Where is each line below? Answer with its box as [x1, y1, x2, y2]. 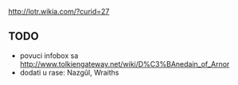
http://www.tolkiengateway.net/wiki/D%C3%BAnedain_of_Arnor [19, 59, 230, 68]
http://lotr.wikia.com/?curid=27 [8, 7, 110, 16]
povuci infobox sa [19, 51, 79, 60]
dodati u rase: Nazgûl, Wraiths [19, 68, 119, 77]
